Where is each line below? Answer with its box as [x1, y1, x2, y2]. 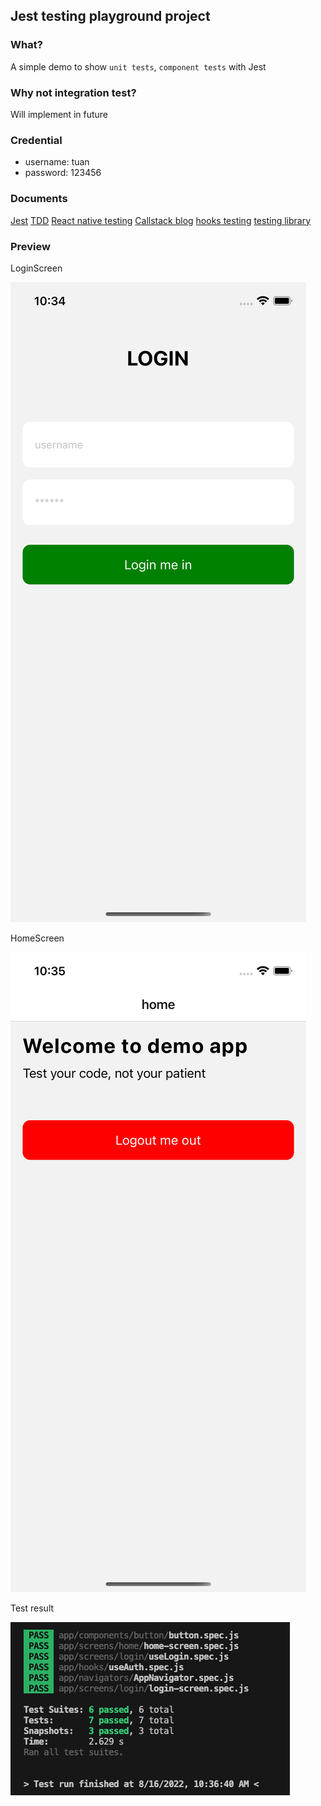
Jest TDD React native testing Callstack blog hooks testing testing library [10, 214, 312, 226]
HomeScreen [10, 932, 65, 944]
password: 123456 [24, 167, 102, 179]
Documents [10, 192, 68, 206]
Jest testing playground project [10, 8, 211, 25]
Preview [10, 239, 51, 253]
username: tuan [24, 156, 90, 168]
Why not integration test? [10, 85, 137, 99]
